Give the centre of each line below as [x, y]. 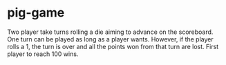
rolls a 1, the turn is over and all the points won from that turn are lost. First [113, 46]
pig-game [36, 13]
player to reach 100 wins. [43, 54]
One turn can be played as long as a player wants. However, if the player [111, 39]
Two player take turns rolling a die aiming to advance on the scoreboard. [110, 32]
